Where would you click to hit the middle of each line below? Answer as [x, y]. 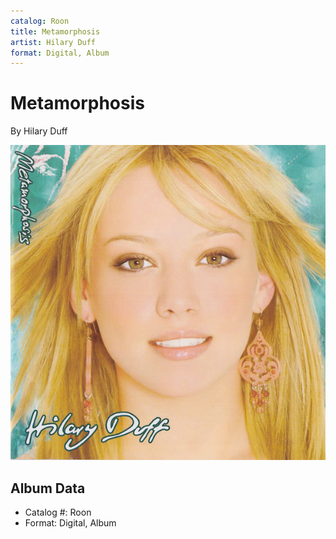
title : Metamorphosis [55, 31]
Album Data [48, 488]
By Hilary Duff [39, 131]
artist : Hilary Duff [53, 42]
